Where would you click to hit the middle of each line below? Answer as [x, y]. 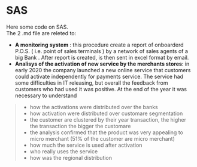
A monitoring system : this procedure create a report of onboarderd [99, 45]
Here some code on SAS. [37, 27]
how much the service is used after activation [86, 145]
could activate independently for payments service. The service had [99, 76]
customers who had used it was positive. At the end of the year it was [101, 89]
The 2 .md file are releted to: [41, 33]
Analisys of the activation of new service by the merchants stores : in [102, 64]
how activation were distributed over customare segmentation [106, 113]
